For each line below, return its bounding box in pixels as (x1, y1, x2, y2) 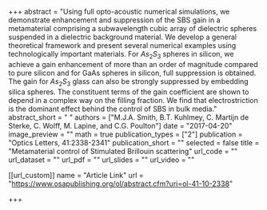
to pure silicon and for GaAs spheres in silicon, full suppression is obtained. (8, 68, 257, 77)
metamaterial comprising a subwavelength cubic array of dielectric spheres (8, 24, 257, 33)
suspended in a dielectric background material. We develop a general (8, 32, 237, 42)
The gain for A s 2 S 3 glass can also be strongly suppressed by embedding (8, 76, 249, 88)
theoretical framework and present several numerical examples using (8, 41, 237, 50)
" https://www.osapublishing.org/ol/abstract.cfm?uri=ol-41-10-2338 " (8, 179, 233, 188)
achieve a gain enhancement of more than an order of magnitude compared (8, 59, 258, 69)
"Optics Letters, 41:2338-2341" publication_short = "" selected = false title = (8, 137, 260, 147)
